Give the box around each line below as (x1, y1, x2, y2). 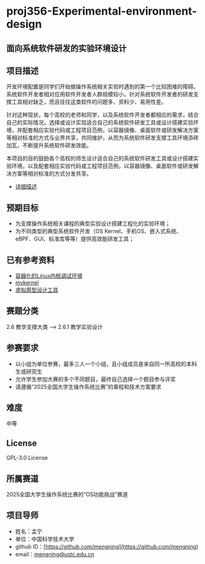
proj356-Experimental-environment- (6, 4, 197, 18)
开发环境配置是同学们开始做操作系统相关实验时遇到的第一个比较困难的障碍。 (6, 83, 199, 90)
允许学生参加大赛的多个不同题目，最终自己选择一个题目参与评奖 (15, 375, 176, 383)
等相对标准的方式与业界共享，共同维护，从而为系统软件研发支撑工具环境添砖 (6, 134, 199, 142)
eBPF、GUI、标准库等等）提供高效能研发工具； (15, 235, 134, 242)
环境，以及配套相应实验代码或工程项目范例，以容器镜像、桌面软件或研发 (11, 162, 193, 170)
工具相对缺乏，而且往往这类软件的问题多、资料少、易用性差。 (11, 98, 167, 106)
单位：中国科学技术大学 (15, 535, 74, 543)
